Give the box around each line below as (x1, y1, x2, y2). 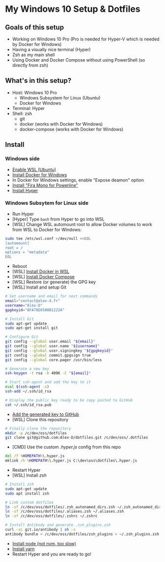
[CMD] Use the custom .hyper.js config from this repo (12, 444, 121, 450)
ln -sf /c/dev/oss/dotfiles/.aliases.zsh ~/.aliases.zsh (5, 509, 124, 514)
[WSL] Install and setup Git (12, 284, 67, 290)
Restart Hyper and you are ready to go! (12, 551, 92, 557)
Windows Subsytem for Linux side (5, 199, 89, 206)
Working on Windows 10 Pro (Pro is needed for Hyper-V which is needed (12, 36, 160, 42)
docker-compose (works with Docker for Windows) (19, 126, 124, 132)
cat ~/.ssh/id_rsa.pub (5, 402, 52, 407)
